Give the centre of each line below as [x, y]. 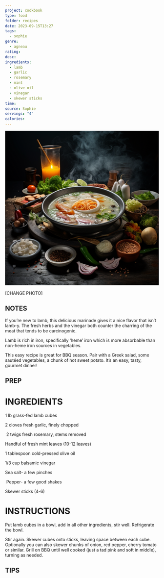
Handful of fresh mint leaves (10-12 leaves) [48, 444]
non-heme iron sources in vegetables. [43, 345]
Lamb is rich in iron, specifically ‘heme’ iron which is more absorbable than [80, 340]
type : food [16, 15]
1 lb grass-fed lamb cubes [31, 415]
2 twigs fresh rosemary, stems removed [46, 434]
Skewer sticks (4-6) [25, 491]
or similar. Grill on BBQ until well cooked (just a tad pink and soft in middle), [81, 550]
